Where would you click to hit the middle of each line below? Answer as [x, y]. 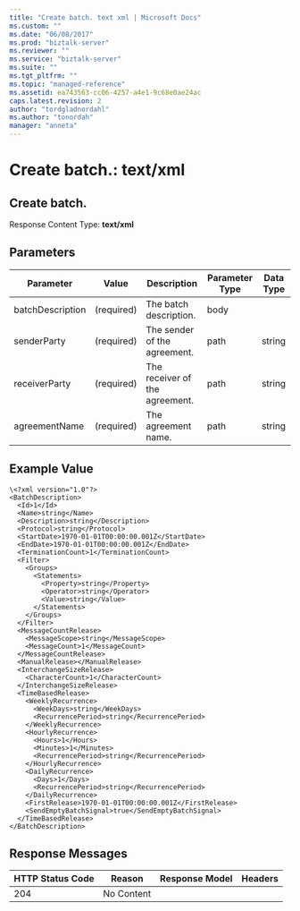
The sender [170, 329]
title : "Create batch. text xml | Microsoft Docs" [105, 17]
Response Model [196, 879]
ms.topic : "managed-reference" [67, 84]
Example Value [51, 469]
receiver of [169, 378]
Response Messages [68, 854]
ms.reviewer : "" [39, 51]
